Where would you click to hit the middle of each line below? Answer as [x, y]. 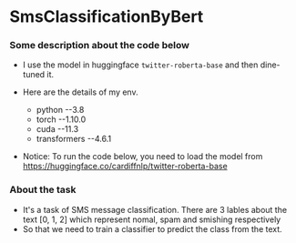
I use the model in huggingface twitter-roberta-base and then [140, 65]
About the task [43, 190]
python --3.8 [60, 110]
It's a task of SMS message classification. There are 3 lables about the [155, 209]
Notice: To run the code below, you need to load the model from [143, 157]
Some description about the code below [99, 46]
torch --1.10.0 [61, 119]
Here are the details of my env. [80, 92]
